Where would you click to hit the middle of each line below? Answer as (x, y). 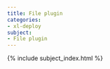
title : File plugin (35, 13)
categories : (24, 20)
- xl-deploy (24, 26)
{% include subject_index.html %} (55, 58)
